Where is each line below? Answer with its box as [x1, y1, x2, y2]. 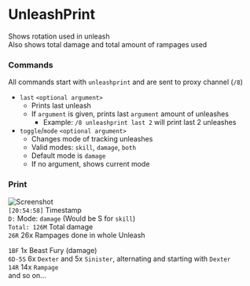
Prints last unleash [31, 101, 92, 111]
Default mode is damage [31, 151, 106, 160]
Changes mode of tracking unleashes [31, 134, 153, 144]
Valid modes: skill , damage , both [31, 143, 136, 152]
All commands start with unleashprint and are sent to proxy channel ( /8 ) [8, 77, 244, 87]
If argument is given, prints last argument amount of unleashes [31, 109, 230, 119]
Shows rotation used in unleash [8, 31, 110, 41]
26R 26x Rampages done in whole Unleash [8, 230, 145, 240]
